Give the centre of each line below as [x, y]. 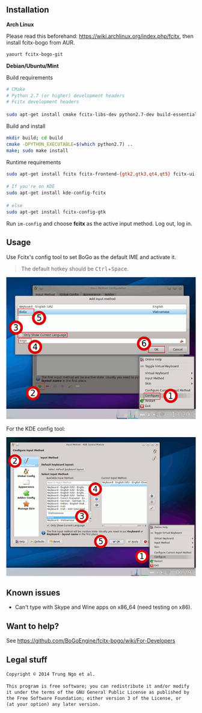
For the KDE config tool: [36, 428]
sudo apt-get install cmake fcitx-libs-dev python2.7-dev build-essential [102, 115]
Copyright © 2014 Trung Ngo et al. [51, 674]
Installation [28, 10]
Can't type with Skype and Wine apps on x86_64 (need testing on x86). [103, 607]
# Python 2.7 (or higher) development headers [66, 96]
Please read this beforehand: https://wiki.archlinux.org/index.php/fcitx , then [100, 36]
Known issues [33, 593]
